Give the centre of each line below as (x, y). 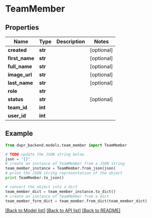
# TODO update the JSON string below (45, 154)
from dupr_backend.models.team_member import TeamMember (66, 145)
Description (71, 42)
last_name (20, 83)
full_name (20, 66)
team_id (18, 107)
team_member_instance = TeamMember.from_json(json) (60, 169)
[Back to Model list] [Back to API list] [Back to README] (63, 210)
